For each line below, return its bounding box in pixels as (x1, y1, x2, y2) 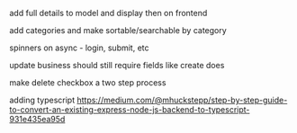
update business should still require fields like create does (9, 60, 225, 70)
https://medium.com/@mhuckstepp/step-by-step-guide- (76, 94, 288, 105)
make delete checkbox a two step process (9, 77, 166, 88)
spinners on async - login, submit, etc (9, 42, 150, 53)
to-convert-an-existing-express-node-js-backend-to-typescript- (9, 104, 250, 115)
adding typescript (9, 94, 75, 105)
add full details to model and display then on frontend (9, 8, 208, 18)
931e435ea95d (9, 114, 66, 124)
